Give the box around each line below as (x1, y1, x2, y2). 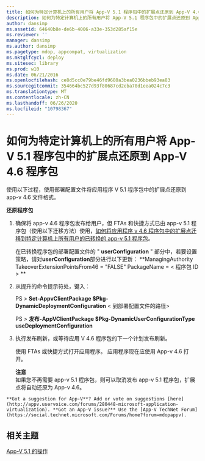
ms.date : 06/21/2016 (6, 72, 59, 78)
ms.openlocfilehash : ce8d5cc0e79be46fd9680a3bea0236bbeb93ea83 (6, 77, 171, 83)
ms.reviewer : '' (6, 32, 48, 38)
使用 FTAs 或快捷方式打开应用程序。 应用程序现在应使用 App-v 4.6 (15, 348, 182, 355)
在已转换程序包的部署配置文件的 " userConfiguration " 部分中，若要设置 (15, 248, 197, 255)
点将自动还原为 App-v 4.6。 (15, 384, 85, 391)
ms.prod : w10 (6, 66, 40, 72)
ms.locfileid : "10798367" (6, 105, 72, 112)
